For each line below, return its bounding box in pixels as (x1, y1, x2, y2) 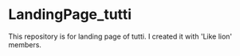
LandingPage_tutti (8, 6, 132, 24)
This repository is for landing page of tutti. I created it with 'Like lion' (8, 32, 233, 41)
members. (8, 39, 42, 49)
